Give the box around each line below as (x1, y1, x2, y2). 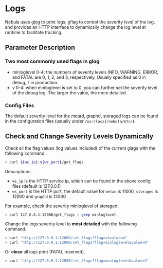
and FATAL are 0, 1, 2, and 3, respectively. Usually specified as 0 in (12, 74, 146, 80)
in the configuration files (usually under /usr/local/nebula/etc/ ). (5, 118, 136, 124)
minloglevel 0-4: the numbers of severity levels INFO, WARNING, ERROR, (12, 69, 159, 75)
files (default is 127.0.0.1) (12, 183, 61, 189)
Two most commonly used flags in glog (5, 58, 100, 65)
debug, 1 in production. (12, 79, 58, 85)
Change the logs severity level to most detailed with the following (5, 221, 137, 227)
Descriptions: (5, 168, 32, 174)
